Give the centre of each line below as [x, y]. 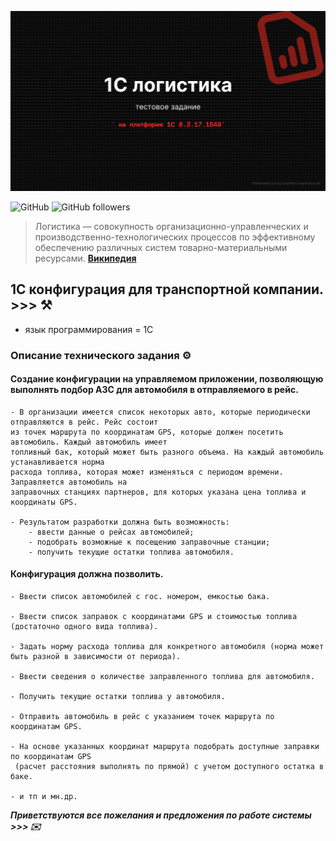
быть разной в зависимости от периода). [96, 657]
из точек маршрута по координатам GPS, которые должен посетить [147, 432]
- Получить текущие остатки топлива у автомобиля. [118, 697]
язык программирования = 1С [89, 329]
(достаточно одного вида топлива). [84, 627]
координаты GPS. [44, 502]
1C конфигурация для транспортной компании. [167, 289]
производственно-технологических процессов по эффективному [175, 237]
